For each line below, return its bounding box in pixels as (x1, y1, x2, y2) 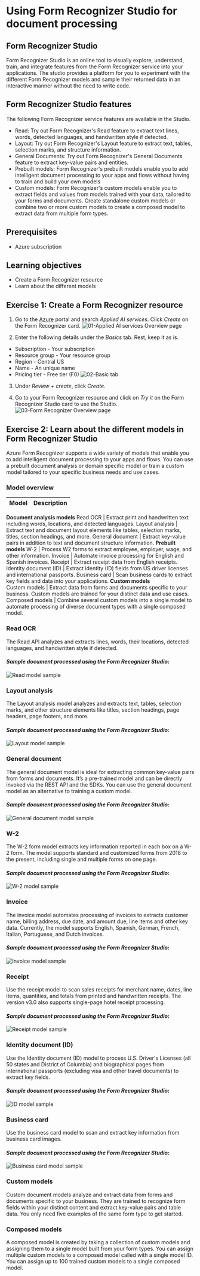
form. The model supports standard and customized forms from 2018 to (11, 849, 187, 857)
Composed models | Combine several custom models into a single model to (6, 597, 192, 604)
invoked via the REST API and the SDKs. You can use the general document (6, 781, 192, 788)
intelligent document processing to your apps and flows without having (14, 171, 190, 179)
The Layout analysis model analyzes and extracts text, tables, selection (6, 700, 181, 707)
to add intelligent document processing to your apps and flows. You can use (6, 456, 194, 463)
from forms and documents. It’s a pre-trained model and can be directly (6, 775, 183, 782)
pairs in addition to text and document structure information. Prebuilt (6, 539, 176, 546)
